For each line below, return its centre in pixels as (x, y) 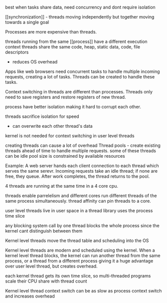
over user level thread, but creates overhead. (51, 266)
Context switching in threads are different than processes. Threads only (79, 92)
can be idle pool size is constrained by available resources (65, 156)
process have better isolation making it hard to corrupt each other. (73, 107)
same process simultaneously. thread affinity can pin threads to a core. (78, 201)
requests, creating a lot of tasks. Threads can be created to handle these (80, 77)
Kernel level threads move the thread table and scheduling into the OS (77, 241)
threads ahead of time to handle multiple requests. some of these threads (81, 151)
